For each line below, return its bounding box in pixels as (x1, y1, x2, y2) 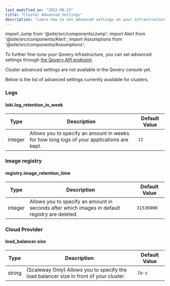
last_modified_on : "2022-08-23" (5, 7, 73, 13)
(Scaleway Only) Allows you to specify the (26, 266, 127, 273)
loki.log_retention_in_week (5, 102, 63, 108)
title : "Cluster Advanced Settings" (5, 12, 82, 17)
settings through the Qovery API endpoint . (5, 57, 94, 63)
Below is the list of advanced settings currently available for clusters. (5, 77, 149, 83)
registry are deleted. (29, 210, 78, 217)
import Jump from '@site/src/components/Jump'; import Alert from (5, 31, 146, 37)
